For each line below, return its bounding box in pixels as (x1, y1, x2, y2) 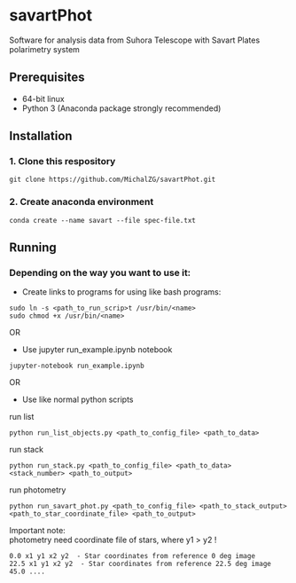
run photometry (9, 485, 66, 495)
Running (9, 240, 58, 256)
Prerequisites (9, 70, 85, 85)
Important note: (9, 525, 66, 536)
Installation (9, 129, 73, 144)
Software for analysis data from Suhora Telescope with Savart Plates (9, 35, 261, 45)
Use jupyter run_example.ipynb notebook (21, 344, 173, 355)
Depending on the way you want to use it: (9, 267, 191, 280)
